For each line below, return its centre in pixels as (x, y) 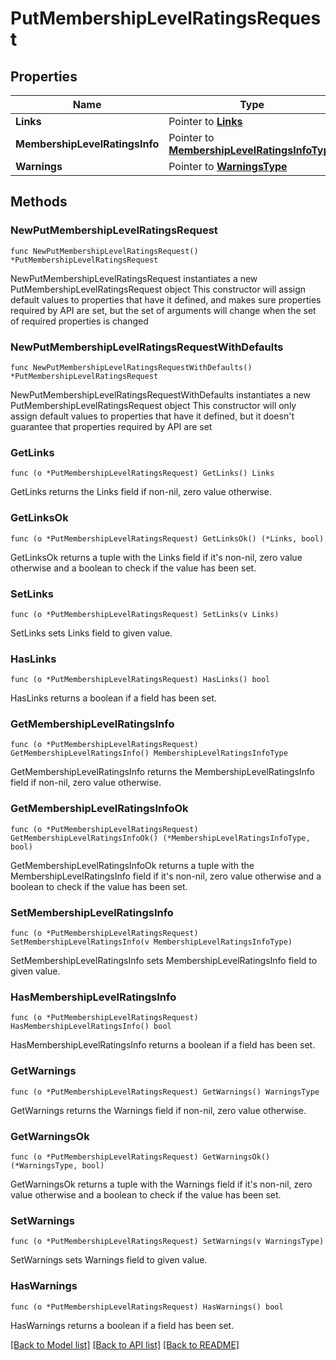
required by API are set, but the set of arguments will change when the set (163, 310)
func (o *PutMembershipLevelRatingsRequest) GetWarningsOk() (140, 1157)
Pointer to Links (205, 121)
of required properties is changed (79, 321)
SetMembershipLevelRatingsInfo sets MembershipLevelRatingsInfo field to (164, 961)
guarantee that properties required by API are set (111, 426)
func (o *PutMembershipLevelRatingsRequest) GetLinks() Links (142, 473)
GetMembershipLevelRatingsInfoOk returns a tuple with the (132, 865)
